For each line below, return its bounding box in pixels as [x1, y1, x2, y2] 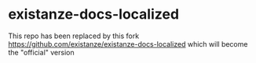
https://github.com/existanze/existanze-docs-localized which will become [8, 39, 248, 48]
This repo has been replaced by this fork [8, 31, 140, 40]
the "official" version [8, 47, 75, 57]
